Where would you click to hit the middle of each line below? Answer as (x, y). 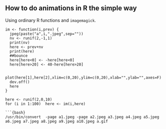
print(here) (22, 51)
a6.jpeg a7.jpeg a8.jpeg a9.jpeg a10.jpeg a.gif (57, 121)
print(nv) (20, 42)
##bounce (19, 55)
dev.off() (20, 82)
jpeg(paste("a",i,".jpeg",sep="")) (47, 34)
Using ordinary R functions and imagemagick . (51, 20)
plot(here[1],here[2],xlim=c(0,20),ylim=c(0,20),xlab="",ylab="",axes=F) (83, 77)
